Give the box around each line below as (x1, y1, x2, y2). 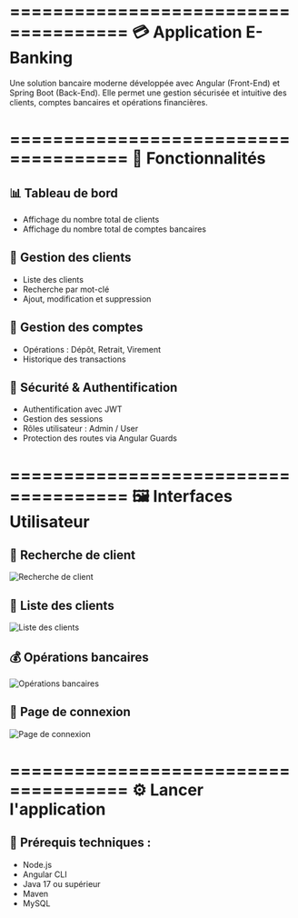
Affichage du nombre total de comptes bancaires (22, 224, 207, 234)
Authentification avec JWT (22, 404, 123, 414)
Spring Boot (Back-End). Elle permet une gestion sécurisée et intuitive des (9, 87, 288, 98)
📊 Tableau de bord (9, 185, 118, 201)
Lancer (149, 780, 204, 800)
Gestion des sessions (22, 414, 104, 424)
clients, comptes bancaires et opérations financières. (9, 96, 208, 107)
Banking (9, 47, 74, 68)
